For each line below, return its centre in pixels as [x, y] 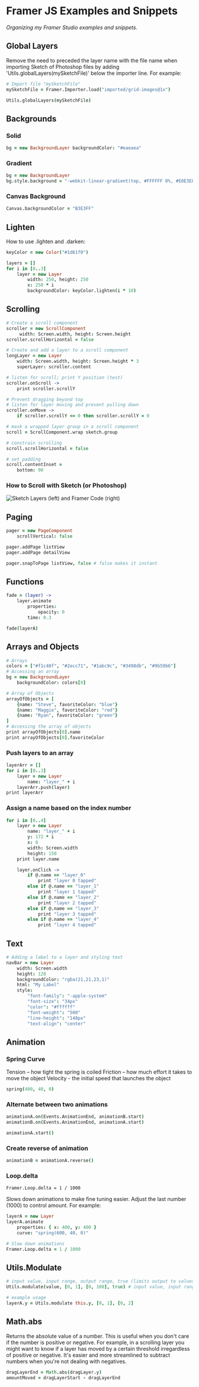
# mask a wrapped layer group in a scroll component [73, 427]
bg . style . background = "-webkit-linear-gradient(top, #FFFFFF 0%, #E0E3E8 [100, 181]
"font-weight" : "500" [54, 1012]
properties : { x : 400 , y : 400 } [57, 1228]
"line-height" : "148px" [57, 1018]
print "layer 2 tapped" [67, 903]
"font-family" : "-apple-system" [68, 996]
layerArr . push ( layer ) [43, 787]
